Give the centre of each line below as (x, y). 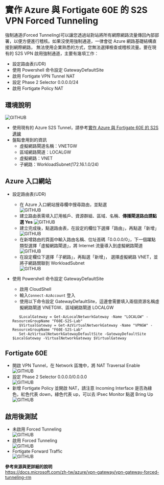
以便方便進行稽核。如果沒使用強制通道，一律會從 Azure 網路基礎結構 (83, 41)
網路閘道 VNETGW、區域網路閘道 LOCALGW (69, 307)
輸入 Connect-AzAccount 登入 (47, 295)
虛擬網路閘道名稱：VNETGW (48, 146)
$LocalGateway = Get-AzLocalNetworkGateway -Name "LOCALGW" (82, 317)
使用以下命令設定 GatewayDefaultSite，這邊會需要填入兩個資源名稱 (87, 301)
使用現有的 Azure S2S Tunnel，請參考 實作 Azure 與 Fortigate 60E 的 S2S (85, 128)
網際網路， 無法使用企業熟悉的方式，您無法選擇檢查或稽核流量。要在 (83, 47)
